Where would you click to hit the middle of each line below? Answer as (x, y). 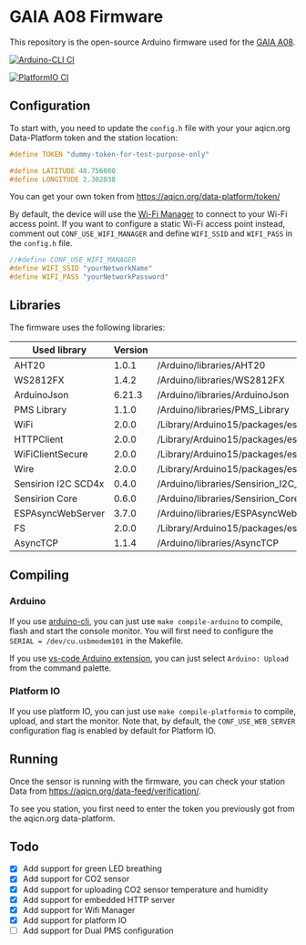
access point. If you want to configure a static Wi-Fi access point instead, (148, 224)
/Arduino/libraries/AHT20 (211, 365)
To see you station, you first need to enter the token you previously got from (152, 808)
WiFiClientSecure (51, 454)
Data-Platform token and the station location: (94, 138)
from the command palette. (61, 668)
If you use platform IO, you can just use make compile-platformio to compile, (153, 711)
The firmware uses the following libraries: (87, 327)
